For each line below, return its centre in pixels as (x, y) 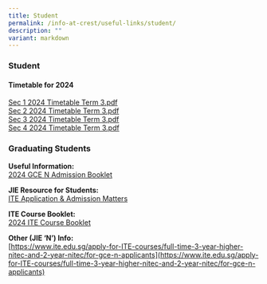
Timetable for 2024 (41, 85)
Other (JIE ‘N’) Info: (41, 238)
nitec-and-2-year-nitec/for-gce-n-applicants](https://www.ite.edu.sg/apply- (133, 254)
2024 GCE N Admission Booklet (61, 174)
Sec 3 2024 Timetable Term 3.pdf (64, 120)
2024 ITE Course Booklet (50, 222)
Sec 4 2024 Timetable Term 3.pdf (64, 128)
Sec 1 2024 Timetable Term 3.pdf (63, 103)
